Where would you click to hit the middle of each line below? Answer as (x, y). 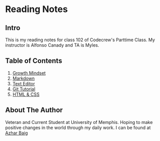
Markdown (24, 78)
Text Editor (24, 83)
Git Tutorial (24, 89)
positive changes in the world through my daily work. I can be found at (78, 127)
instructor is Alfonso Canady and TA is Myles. (52, 45)
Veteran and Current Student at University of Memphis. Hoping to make (79, 122)
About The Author (34, 110)
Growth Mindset (29, 73)
